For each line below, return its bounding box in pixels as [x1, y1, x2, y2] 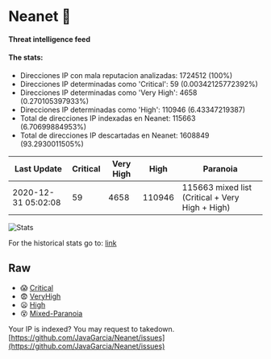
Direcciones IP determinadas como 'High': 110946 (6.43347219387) [19, 105, 246, 114]
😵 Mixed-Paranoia [19, 308, 83, 318]
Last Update [15, 163, 63, 174]
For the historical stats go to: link [8, 237, 117, 248]
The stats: [8, 52, 44, 63]
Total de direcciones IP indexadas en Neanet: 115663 [19, 113, 196, 123]
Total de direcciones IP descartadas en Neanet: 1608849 [19, 130, 210, 140]
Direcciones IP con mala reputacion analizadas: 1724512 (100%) [19, 70, 233, 80]
